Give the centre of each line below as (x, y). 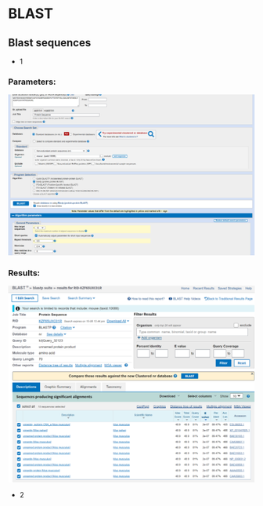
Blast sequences (50, 43)
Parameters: (32, 82)
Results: (24, 273)
